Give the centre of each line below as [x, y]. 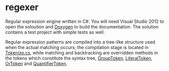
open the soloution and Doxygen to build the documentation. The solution [82, 26]
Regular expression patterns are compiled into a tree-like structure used [80, 42]
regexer [22, 7]
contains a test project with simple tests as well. [55, 32]
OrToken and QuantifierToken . [36, 63]
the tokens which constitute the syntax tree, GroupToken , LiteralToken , [79, 58]
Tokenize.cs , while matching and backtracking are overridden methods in [82, 53]
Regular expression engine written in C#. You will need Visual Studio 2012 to [85, 21]
